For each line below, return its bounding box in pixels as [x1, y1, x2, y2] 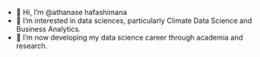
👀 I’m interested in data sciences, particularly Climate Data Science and [15, 16, 253, 25]
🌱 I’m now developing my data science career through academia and [15, 32, 243, 42]
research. [15, 41, 48, 51]
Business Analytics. [15, 25, 81, 33]
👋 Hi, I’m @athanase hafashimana [15, 8, 128, 17]
